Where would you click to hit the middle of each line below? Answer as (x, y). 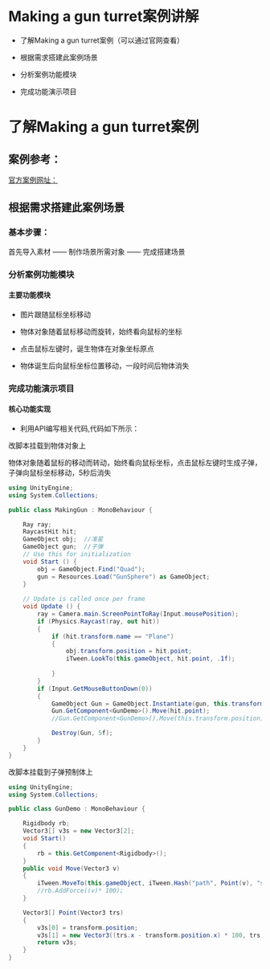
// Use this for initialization (77, 554)
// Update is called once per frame (84, 599)
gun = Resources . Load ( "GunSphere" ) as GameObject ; (124, 576)
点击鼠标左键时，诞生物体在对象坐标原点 (87, 348)
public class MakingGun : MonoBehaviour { (80, 510)
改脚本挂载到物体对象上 (47, 445)
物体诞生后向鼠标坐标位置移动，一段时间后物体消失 (104, 366)
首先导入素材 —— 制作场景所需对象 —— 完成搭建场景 (97, 251)
